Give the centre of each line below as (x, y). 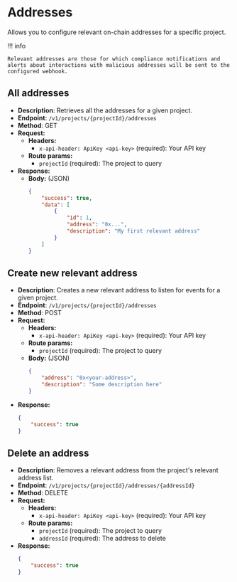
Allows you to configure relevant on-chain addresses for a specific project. (117, 32)
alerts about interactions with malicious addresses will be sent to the (119, 65)
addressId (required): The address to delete (103, 539)
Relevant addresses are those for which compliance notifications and (114, 59)
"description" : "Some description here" (102, 385)
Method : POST (40, 313)
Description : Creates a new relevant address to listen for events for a (119, 290)
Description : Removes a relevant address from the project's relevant (118, 470)
